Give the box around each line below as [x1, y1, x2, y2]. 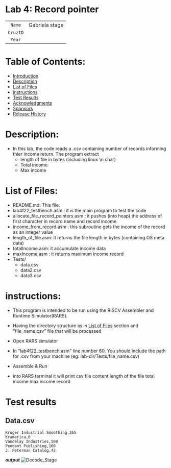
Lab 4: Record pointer [5, 4, 99, 15]
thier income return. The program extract [12, 151, 100, 157]
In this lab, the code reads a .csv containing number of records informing [12, 145, 166, 152]
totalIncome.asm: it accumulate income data [12, 245, 106, 251]
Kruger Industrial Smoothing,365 [5, 430, 77, 435]
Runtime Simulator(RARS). [12, 312, 68, 318]
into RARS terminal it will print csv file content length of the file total [12, 373, 155, 379]
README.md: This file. [12, 202, 60, 208]
